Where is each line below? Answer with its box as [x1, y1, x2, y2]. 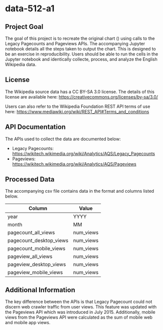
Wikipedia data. [5, 62, 37, 67]
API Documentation [5, 123, 66, 131]
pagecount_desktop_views [7, 237, 69, 244]
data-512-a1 [5, 3, 55, 14]
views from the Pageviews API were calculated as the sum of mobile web [5, 314, 153, 320]
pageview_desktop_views [7, 261, 66, 268]
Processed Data [5, 175, 55, 184]
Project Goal [5, 23, 44, 31]
